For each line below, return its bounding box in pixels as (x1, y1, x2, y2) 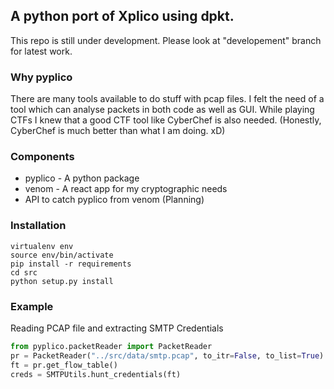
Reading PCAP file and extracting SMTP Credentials (10, 322, 224, 334)
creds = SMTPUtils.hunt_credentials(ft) (10, 369, 182, 379)
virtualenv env (10, 241, 74, 251)
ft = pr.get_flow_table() (10, 360, 118, 370)
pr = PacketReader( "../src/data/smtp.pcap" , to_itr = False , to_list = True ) (10, 350, 325, 361)
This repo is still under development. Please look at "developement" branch (10, 34, 322, 46)
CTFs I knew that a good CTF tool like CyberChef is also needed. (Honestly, (10, 114, 322, 126)
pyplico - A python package (24, 172, 140, 184)
